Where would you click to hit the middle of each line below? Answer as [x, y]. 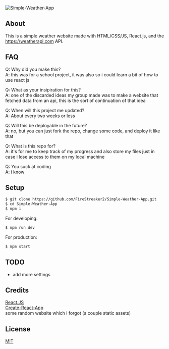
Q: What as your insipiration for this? [43, 90]
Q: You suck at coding [28, 166]
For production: [21, 237]
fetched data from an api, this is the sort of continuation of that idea [75, 101]
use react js [17, 80]
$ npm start [18, 246]
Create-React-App [24, 308]
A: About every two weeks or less [40, 116]
